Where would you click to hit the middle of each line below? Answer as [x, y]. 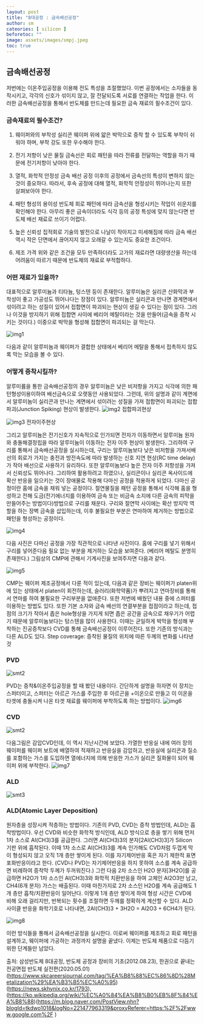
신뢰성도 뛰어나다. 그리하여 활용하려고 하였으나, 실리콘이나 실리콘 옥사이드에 [103, 472]
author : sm [20, 23]
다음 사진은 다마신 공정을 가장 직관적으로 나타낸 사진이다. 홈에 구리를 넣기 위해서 [101, 543]
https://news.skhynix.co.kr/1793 [48, 988]
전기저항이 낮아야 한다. [53, 162]
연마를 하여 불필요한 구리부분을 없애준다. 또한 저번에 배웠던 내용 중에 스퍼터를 [104, 598]
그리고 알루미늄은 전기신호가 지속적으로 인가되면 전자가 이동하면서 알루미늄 [95, 435]
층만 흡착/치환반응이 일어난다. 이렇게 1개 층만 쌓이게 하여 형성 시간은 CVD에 [102, 893]
